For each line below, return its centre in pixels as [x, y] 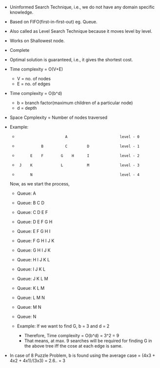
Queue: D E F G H [35, 222]
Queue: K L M [31, 288]
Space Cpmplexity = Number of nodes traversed [59, 117]
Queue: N [27, 317]
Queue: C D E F [32, 212]
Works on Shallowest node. [37, 41]
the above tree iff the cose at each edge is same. [73, 346]
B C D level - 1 [90, 146]
